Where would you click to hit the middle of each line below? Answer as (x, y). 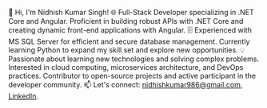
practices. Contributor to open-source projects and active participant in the (132, 76)
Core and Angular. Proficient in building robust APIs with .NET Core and (126, 21)
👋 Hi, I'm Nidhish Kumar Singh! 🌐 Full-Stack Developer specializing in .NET (131, 12)
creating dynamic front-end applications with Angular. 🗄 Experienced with (130, 30)
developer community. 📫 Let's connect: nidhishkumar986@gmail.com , (126, 85)
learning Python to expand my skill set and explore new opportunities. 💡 (127, 50)
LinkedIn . (23, 96)
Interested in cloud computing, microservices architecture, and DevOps (126, 67)
